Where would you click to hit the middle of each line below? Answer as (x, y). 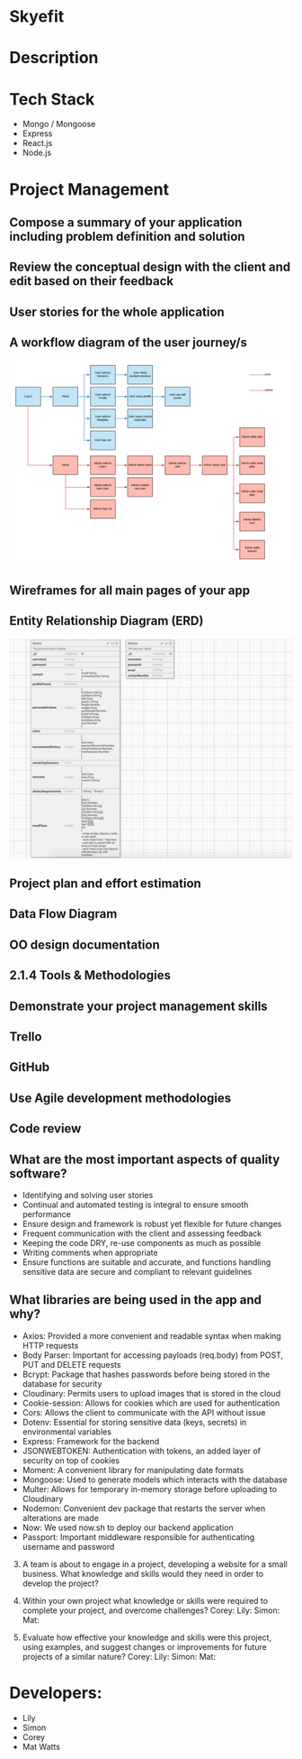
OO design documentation (84, 944)
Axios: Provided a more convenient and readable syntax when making (151, 1335)
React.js (37, 143)
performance (47, 1214)
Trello (26, 1037)
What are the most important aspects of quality (145, 1159)
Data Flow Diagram (63, 914)
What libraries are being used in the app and (136, 1300)
